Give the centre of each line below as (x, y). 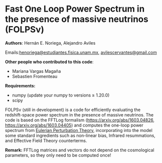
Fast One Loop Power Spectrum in (75, 9)
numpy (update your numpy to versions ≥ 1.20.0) (61, 95)
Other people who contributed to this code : (49, 62)
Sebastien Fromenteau (35, 76)
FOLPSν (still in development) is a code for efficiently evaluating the (73, 110)
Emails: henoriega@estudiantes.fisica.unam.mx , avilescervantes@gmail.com (81, 52)
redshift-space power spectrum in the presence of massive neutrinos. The (79, 114)
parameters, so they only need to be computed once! (58, 155)
